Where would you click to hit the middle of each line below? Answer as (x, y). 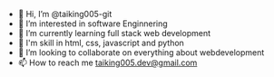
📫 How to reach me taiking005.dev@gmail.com (108, 63)
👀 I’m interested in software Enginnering (93, 24)
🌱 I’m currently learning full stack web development (114, 33)
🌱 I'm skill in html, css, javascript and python (101, 43)
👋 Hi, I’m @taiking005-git (65, 14)
